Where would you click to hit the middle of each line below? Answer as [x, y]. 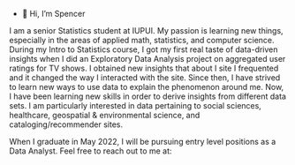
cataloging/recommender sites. [66, 124]
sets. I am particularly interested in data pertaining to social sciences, [136, 105]
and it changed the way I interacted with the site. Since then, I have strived [145, 78]
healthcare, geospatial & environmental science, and [105, 115]
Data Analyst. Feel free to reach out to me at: [91, 151]
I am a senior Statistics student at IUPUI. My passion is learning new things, [147, 30]
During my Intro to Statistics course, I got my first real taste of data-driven [144, 49]
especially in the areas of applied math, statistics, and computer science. [142, 40]
